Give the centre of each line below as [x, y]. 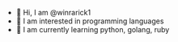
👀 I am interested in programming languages [90, 21]
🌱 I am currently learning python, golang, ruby [93, 29]
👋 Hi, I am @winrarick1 [53, 13]
